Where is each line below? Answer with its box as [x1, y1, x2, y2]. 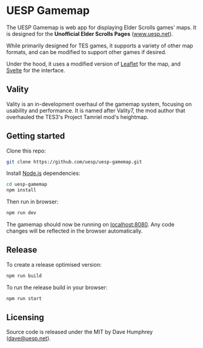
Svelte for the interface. [6, 66, 65, 73]
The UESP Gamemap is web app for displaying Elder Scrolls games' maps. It [6, 24, 197, 31]
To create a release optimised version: [6, 261, 102, 268]
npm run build [6, 273, 42, 279]
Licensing [6, 312, 44, 322]
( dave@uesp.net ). [6, 335, 52, 342]
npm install [6, 187, 36, 193]
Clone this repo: [6, 147, 47, 154]
